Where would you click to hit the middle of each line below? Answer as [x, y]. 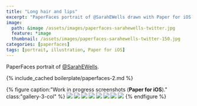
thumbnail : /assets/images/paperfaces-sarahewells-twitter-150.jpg [96, 39]
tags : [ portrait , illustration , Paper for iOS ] [66, 50]
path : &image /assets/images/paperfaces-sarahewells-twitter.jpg [93, 28]
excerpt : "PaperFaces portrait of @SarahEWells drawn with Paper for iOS [99, 17]
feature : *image [31, 34]
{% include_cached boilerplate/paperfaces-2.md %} [70, 78]
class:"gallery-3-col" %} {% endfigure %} [86, 96]
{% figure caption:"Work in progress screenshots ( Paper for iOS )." [87, 90]
